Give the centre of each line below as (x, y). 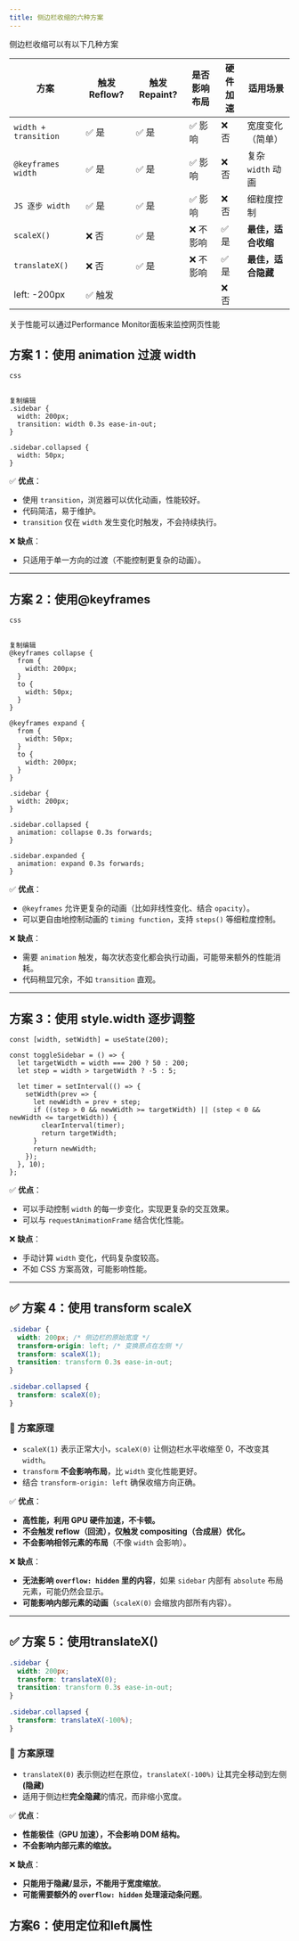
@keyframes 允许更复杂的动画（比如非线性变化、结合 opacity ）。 (138, 908)
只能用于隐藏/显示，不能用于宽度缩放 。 (94, 1884)
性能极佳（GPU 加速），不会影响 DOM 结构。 (103, 1835)
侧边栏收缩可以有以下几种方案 (64, 44)
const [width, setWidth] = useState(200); (89, 1040)
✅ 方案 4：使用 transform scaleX (101, 1308)
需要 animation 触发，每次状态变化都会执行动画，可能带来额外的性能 (148, 957)
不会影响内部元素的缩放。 (69, 1846)
